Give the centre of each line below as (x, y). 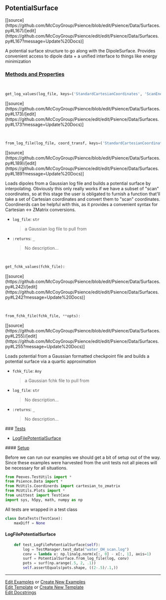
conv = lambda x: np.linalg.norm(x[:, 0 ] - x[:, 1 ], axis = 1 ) (87, 554)
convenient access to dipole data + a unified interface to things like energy (81, 56)
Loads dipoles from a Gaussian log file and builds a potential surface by (78, 183)
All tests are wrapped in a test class (41, 509)
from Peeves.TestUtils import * (38, 477)
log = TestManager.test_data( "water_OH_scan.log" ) (76, 549)
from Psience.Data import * (34, 482)
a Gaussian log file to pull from (56, 229)
